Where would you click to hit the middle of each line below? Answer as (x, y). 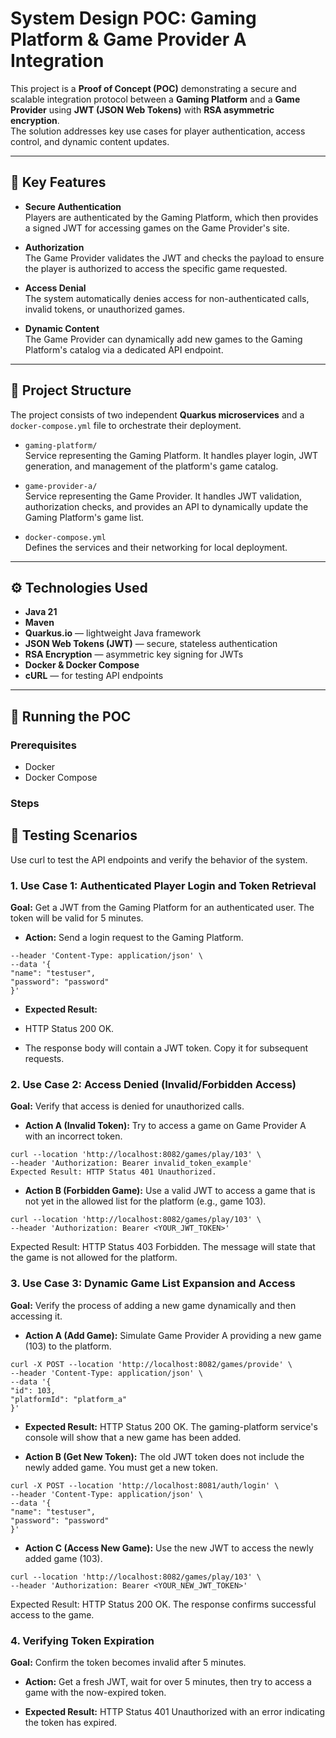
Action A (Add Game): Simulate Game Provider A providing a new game (173, 1335)
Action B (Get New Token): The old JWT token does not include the (164, 1456)
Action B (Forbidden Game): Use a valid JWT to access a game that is (170, 1191)
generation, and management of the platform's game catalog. (151, 466)
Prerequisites (43, 745)
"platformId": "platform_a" (69, 1399)
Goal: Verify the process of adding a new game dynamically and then (153, 1305)
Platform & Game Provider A (128, 39)
